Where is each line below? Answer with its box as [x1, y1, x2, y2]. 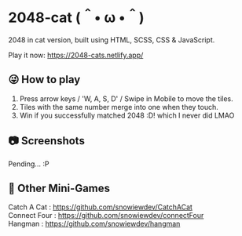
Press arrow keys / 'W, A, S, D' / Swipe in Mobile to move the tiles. [19, 93, 233, 103]
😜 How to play [8, 73, 81, 86]
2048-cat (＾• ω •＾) [8, 9, 145, 27]
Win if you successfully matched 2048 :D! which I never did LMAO [19, 111, 235, 120]
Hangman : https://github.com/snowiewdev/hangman [8, 219, 181, 229]
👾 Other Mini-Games [8, 181, 111, 194]
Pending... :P [8, 159, 49, 169]
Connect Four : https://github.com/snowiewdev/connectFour [8, 211, 204, 220]
